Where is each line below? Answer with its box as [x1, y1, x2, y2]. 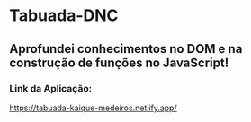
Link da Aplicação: [9, 82, 93, 94]
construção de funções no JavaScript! [9, 55, 229, 70]
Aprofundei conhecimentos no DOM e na [9, 41, 243, 57]
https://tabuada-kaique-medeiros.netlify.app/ [9, 102, 177, 113]
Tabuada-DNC [9, 5, 119, 26]
